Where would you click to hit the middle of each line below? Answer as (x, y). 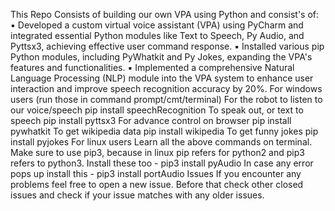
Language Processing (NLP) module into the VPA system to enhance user (162, 78)
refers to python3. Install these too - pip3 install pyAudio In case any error (162, 163)
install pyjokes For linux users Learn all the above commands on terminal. (161, 142)
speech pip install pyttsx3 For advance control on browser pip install (151, 120)
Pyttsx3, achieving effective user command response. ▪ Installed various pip (167, 46)
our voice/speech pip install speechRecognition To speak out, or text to (157, 110)
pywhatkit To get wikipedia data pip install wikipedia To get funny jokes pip (164, 131)
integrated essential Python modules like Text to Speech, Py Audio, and (157, 35)
